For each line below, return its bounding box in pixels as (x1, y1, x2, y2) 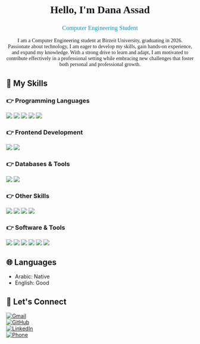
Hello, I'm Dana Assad (50, 4, 150, 16)
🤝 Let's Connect (6, 296, 67, 307)
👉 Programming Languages (6, 96, 90, 105)
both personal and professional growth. (59, 61, 141, 68)
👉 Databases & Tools (6, 160, 70, 168)
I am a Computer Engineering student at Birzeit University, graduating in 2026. (17, 37, 183, 44)
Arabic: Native (14, 273, 50, 280)
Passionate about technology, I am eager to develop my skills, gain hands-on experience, (8, 43, 192, 50)
